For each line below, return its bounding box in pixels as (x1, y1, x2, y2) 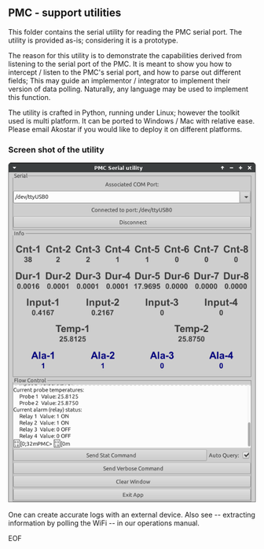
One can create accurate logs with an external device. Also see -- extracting (8, 510, 255, 519)
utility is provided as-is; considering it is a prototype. (8, 35, 178, 45)
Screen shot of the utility (8, 144, 104, 155)
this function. (8, 92, 51, 101)
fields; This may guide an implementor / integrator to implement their (8, 76, 230, 85)
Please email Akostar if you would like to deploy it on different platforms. (8, 124, 243, 134)
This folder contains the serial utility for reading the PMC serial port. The (8, 27, 242, 36)
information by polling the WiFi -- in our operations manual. (8, 518, 200, 528)
